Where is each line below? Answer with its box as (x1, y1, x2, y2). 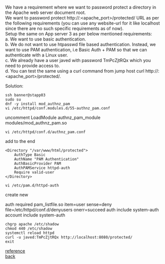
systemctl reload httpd (5, 230, 55, 235)
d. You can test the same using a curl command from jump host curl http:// (5, 68, 159, 74)
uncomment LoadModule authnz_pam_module (5, 114, 101, 120)
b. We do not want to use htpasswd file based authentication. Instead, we (5, 41, 156, 47)
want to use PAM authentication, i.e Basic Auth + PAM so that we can (5, 47, 147, 52)
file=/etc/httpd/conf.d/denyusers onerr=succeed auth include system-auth (5, 207, 159, 212)
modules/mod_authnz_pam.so (5, 120, 67, 125)
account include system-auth (5, 212, 66, 218)
